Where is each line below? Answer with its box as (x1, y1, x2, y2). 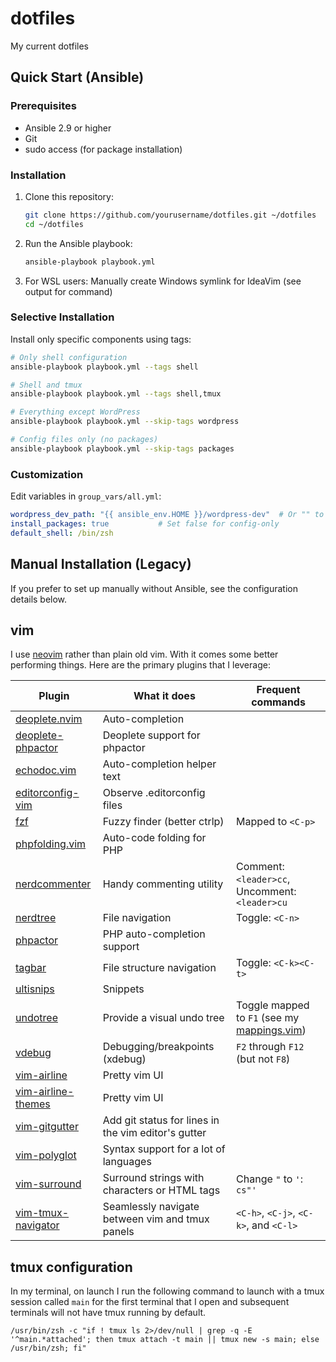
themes (15, 1097, 51, 1111)
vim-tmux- (15, 1206, 70, 1220)
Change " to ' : (236, 1172, 304, 1186)
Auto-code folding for (102, 831, 207, 845)
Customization (10, 467, 84, 481)
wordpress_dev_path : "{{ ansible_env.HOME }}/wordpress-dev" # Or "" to (10, 510, 325, 520)
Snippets (102, 982, 145, 996)
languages (102, 1155, 152, 1169)
